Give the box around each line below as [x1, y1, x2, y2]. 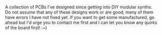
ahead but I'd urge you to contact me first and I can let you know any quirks [5, 19, 158, 25]
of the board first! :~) [5, 25, 47, 31]
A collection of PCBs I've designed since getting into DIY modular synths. [5, 4, 153, 10]
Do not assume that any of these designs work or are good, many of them [5, 9, 154, 15]
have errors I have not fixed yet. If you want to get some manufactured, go [5, 15, 155, 20]
